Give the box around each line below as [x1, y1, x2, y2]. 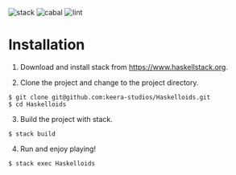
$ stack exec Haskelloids [8, 159, 95, 168]
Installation [8, 36, 85, 54]
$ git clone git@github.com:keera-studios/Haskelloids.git [8, 93, 211, 101]
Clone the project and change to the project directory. [19, 77, 199, 87]
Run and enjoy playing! [19, 144, 97, 153]
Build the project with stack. [19, 114, 113, 124]
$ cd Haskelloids [8, 100, 67, 108]
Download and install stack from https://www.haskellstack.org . [19, 62, 228, 71]
